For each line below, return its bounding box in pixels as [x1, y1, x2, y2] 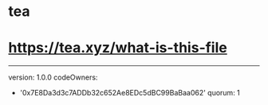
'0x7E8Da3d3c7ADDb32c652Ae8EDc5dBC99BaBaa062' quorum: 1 [19, 88, 241, 98]
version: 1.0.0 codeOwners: [8, 72, 98, 82]
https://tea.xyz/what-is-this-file [8, 39, 227, 57]
